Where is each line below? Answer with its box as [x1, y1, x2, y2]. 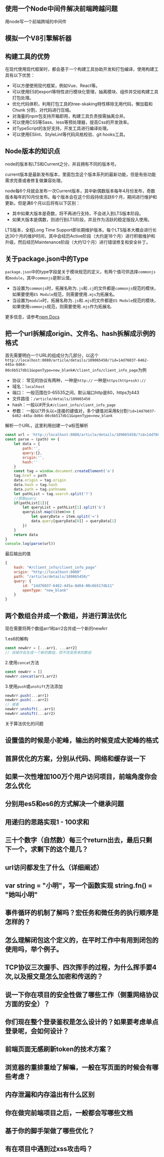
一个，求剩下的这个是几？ [11, 845, 89, 853]
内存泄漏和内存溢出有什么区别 [5, 1091, 95, 1099]
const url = [5, 433, 29, 437]
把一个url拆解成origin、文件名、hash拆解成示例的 [5, 330, 156, 338]
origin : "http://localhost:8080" [14, 570, 82, 575]
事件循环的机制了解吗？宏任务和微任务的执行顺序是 [5, 909, 159, 917]
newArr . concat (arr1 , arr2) [5, 674, 57, 679]
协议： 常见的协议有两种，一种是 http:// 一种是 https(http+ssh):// [12, 377, 146, 383]
